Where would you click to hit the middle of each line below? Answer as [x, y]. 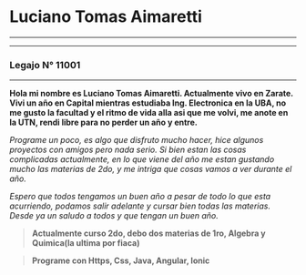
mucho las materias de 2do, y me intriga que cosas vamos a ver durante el [151, 169]
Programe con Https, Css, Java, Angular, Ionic [121, 260]
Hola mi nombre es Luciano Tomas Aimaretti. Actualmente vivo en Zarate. [152, 94]
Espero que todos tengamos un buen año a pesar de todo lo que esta [140, 197]
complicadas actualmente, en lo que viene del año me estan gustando [142, 159]
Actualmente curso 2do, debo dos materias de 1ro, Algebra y [148, 233]
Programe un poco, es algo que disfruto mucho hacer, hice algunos [137, 140]
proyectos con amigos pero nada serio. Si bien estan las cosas [128, 150]
